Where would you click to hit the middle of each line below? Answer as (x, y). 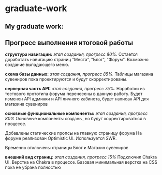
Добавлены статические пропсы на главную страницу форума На (74, 133)
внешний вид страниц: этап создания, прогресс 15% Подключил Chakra (81, 157)
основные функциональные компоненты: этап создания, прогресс (76, 113)
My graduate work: (34, 26)
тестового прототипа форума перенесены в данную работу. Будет (74, 94)
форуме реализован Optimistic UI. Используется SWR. (61, 138)
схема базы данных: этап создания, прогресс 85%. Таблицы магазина (79, 74)
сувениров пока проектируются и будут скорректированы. (66, 79)
